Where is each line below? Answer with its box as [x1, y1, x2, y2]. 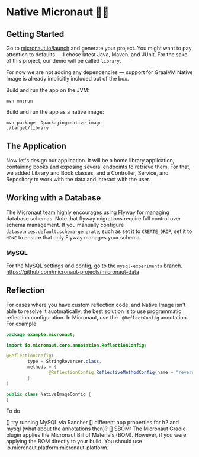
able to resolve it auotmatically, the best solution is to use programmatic [6, 308, 182, 315]
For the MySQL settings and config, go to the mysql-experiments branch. [6, 262, 182, 269]
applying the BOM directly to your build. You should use [6, 438, 142, 445]
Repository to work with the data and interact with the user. [6, 175, 151, 183]
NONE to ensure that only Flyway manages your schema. [6, 234, 142, 241]
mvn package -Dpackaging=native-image [6, 120, 102, 126]
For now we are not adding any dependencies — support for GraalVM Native [6, 69, 193, 76]
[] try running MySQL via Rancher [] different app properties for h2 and [6, 419, 179, 426]
